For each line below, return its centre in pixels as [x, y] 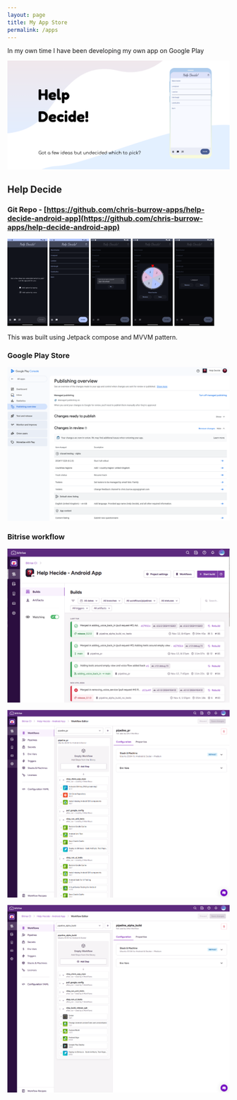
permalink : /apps [33, 30]
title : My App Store [38, 22]
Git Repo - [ [27, 209]
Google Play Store [39, 355]
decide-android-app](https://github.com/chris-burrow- [105, 218]
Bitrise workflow [36, 537]
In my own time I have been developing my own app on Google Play [106, 51]
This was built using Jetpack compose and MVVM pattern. [92, 337]
